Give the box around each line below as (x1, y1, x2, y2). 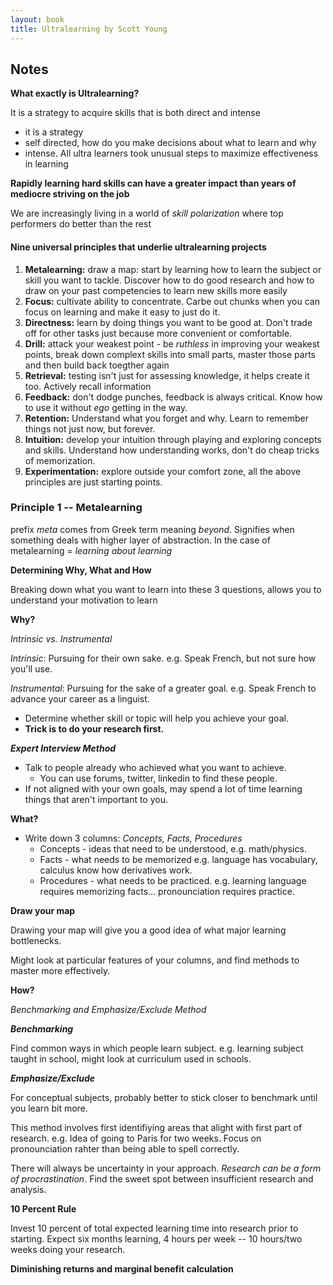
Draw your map (10, 904, 76, 916)
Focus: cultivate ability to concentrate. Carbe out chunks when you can (24, 295, 320, 307)
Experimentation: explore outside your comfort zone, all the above (24, 465, 302, 477)
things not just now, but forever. (24, 422, 156, 435)
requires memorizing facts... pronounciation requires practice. (39, 885, 295, 897)
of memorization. (24, 454, 96, 466)
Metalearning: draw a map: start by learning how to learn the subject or (24, 263, 322, 275)
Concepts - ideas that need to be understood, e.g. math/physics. (39, 842, 307, 855)
